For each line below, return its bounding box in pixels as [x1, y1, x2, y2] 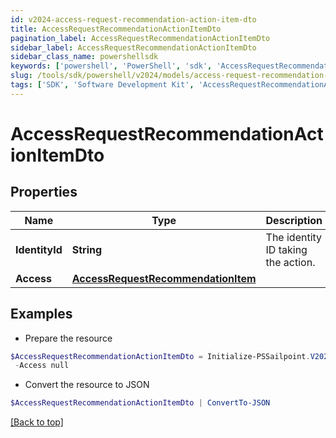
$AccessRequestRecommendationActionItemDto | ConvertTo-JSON [10, 398, 271, 408]
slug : [10, 71, 33, 81]
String [71, 242, 103, 256]
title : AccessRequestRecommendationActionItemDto [10, 24, 222, 34]
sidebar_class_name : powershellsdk [10, 52, 159, 62]
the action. [265, 255, 316, 269]
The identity [265, 230, 323, 244]
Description [265, 213, 323, 227]
